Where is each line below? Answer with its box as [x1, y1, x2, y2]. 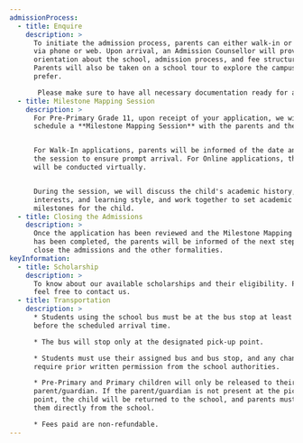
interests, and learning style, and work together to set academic [32, 195, 293, 204]
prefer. [32, 72, 63, 81]
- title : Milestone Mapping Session [17, 97, 155, 106]
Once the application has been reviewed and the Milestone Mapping [32, 229, 293, 238]
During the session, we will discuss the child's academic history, [32, 187, 297, 196]
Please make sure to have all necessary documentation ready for [37, 88, 289, 97]
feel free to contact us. [32, 288, 131, 297]
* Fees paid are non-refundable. [32, 420, 160, 429]
